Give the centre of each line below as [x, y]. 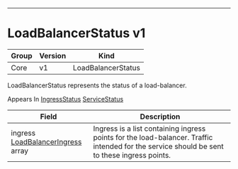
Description [160, 116]
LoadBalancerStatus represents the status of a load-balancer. [97, 85]
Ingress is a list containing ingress [149, 129]
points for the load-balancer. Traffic [153, 137]
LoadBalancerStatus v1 [76, 33]
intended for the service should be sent [159, 146]
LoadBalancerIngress [46, 141]
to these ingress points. [132, 155]
